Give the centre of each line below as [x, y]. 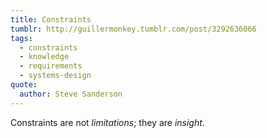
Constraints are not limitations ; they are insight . [107, 122]
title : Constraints [51, 19]
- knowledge [44, 57]
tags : [21, 38]
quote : [24, 85]
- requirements [51, 66]
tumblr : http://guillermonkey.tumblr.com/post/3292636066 [133, 29]
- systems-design [55, 76]
